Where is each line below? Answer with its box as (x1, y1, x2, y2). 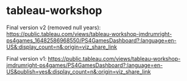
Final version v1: (6, 55, 47, 62)
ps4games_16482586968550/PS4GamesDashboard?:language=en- (6, 37, 177, 44)
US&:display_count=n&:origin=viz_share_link (6, 43, 118, 51)
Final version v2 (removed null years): (6, 24, 101, 31)
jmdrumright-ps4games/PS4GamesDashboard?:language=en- (6, 62, 163, 69)
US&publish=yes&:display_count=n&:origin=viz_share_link (6, 68, 151, 75)
